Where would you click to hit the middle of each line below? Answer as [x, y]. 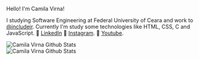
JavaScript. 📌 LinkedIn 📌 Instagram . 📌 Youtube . [65, 33]
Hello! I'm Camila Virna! [35, 9]
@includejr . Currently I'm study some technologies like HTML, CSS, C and [98, 27]
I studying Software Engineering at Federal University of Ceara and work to [100, 20]
